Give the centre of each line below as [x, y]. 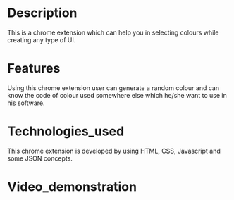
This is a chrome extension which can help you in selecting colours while [113, 32]
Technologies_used [66, 131]
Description [42, 13]
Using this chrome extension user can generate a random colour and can [113, 88]
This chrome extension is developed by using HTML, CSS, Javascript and [114, 151]
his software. [26, 103]
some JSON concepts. [40, 158]
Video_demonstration [72, 187]
